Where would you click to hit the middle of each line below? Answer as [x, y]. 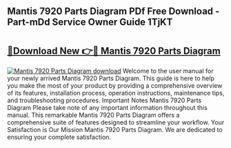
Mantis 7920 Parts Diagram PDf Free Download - [113, 11]
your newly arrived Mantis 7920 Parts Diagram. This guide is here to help [111, 78]
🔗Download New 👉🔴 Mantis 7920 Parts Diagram [114, 51]
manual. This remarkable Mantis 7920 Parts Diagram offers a [93, 115]
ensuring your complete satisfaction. [59, 137]
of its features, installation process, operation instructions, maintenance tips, [116, 93]
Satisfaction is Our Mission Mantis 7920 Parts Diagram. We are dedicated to [115, 130]
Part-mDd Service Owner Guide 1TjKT [90, 22]
